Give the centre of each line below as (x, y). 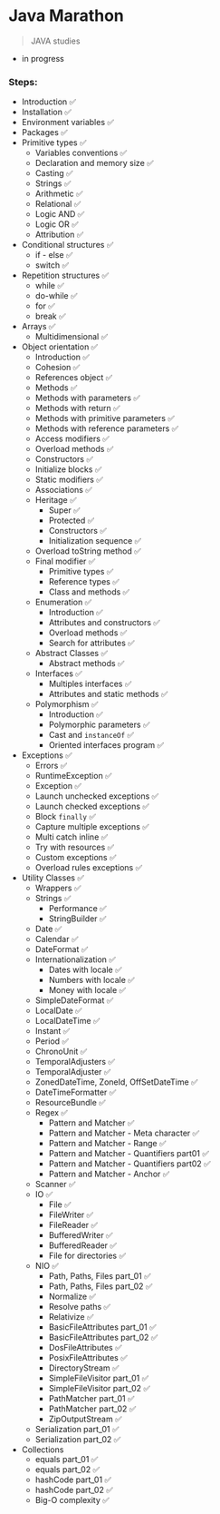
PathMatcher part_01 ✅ (91, 1399)
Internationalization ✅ (76, 959)
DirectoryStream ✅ (84, 1368)
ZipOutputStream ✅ (85, 1419)
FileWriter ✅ (71, 1215)
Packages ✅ (45, 133)
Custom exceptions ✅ (76, 858)
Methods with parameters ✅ (88, 398)
